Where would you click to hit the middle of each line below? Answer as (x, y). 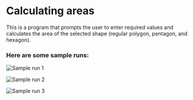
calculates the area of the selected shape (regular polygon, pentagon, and (97, 33)
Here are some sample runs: (48, 55)
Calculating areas (50, 11)
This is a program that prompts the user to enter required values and (90, 27)
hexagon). (19, 40)
